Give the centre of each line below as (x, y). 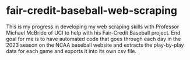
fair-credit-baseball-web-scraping (92, 11)
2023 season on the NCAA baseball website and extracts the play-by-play (95, 45)
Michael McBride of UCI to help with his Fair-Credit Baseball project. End (93, 32)
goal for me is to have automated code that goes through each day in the (94, 39)
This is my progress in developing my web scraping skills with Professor (93, 27)
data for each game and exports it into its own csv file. (71, 51)
